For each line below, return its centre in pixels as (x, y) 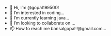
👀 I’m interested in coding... (37, 13)
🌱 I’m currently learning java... (39, 18)
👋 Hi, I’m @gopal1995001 (34, 8)
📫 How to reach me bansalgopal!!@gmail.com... (58, 28)
